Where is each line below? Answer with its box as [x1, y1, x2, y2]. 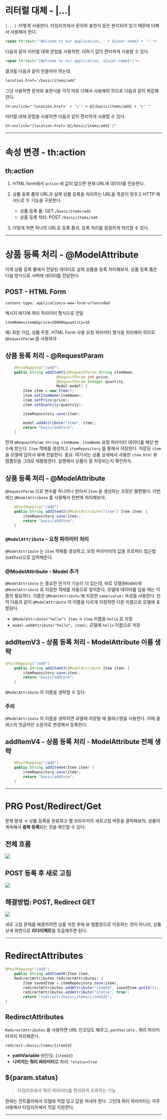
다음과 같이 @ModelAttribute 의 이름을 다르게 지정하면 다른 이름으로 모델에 [10, 599, 155, 605]
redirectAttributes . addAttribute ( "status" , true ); [23, 990, 130, 995]
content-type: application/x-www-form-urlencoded [5, 301, 110, 306]
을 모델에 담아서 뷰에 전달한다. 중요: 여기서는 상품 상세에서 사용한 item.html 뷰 [5, 452, 158, 458]
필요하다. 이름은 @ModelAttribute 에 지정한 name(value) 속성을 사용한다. [14, 593, 156, 599]
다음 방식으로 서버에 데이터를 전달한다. [5, 273, 80, 279]
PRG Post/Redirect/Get [5, 800, 101, 812]
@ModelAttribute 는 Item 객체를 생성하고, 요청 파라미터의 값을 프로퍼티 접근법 [5, 548, 156, 554]
